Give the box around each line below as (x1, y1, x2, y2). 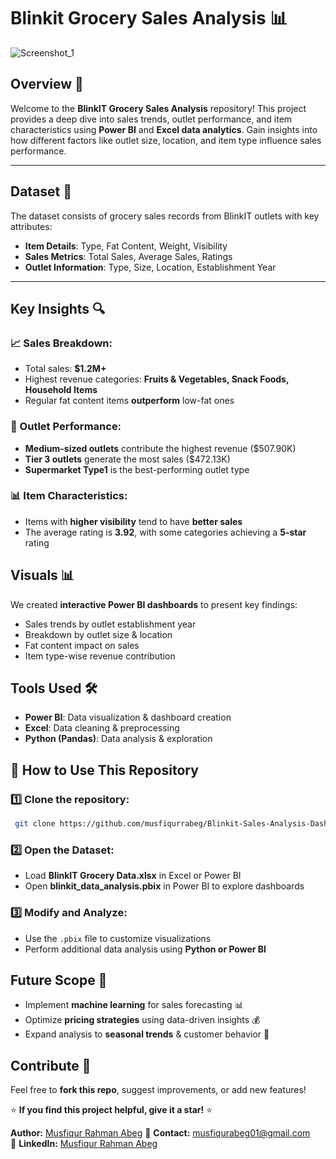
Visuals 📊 (10, 567, 75, 584)
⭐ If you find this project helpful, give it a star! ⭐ (10, 1104, 213, 1116)
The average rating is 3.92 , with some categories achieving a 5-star (24, 526, 307, 538)
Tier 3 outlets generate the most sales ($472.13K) (24, 453, 231, 465)
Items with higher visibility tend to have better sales (24, 515, 243, 527)
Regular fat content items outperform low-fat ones (24, 395, 235, 407)
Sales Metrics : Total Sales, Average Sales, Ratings (24, 250, 233, 262)
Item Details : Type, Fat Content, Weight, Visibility (24, 240, 228, 252)
